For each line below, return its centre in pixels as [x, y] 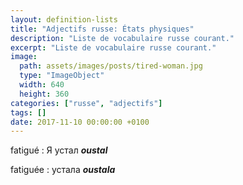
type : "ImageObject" [62, 76]
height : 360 [44, 94]
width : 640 [42, 85]
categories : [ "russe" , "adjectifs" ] [86, 103]
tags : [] [28, 112]
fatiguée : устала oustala [63, 170]
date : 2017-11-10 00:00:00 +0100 [80, 122]
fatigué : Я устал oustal [59, 150]
